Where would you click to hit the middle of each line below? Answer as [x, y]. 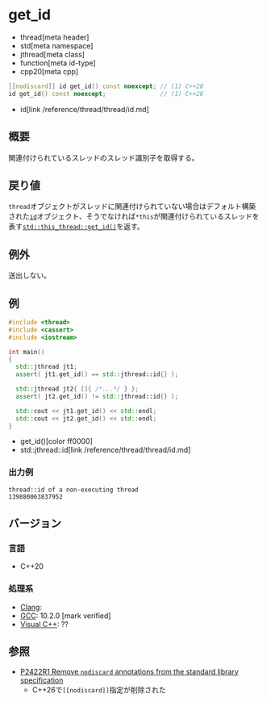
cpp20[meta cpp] [49, 71]
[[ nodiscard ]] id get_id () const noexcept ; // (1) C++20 [106, 86]
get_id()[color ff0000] [56, 441]
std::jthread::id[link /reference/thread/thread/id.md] [105, 450]
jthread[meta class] [52, 54]
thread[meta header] [54, 37]
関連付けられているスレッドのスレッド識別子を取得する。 [104, 157]
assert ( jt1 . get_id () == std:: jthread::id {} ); [97, 374]
